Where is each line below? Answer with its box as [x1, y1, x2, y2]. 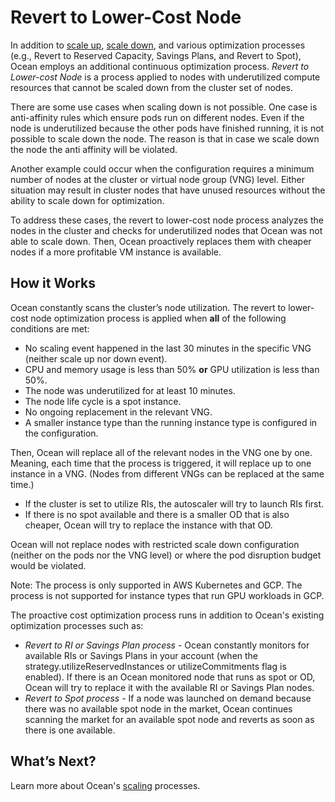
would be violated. [10, 559, 87, 571]
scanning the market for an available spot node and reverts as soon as [24, 713, 315, 725]
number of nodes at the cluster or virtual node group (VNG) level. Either [10, 173, 306, 185]
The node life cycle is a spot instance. [24, 395, 182, 407]
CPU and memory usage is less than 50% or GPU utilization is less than [24, 363, 320, 375]
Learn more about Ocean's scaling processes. [10, 779, 201, 791]
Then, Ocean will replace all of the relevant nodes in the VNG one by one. [10, 446, 313, 458]
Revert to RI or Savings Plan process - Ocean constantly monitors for [24, 639, 310, 651]
